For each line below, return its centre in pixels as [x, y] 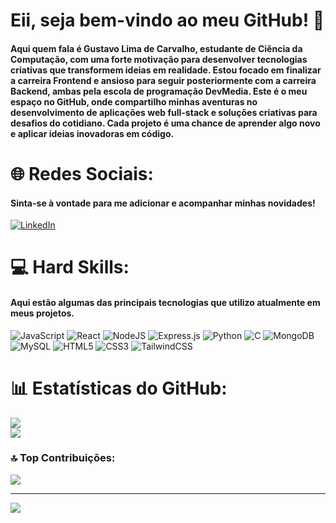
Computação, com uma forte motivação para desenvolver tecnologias [159, 59]
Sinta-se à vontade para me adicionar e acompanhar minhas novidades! [163, 203]
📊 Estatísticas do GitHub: [119, 388]
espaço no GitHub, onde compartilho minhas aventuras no [134, 101]
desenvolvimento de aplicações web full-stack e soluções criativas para [164, 112]
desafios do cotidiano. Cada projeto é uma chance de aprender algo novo [165, 123]
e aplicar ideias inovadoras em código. [92, 133]
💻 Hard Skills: [70, 267]
